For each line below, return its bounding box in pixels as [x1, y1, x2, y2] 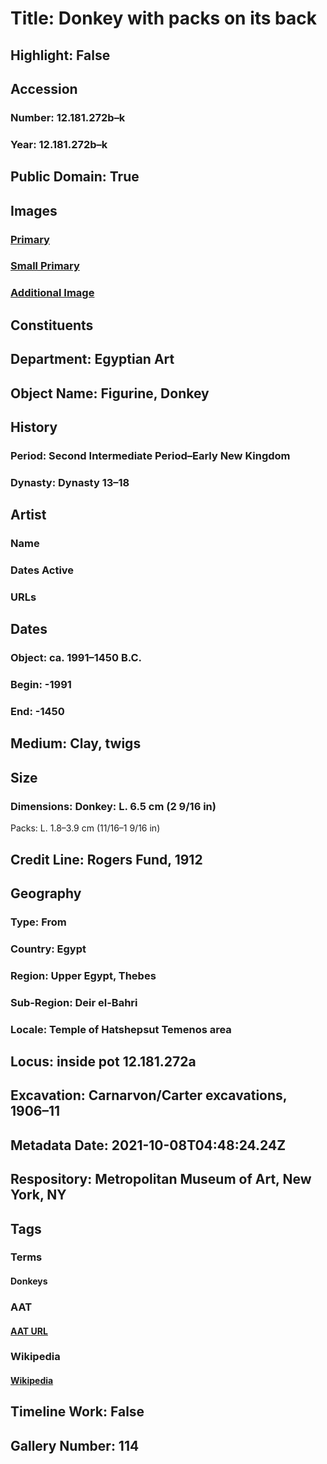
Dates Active [10, 563, 75, 577]
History [10, 418, 58, 436]
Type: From [10, 915, 67, 929]
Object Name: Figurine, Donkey [10, 385, 210, 402]
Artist [10, 507, 47, 524]
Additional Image [10, 286, 95, 300]
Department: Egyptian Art [10, 351, 175, 368]
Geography [10, 885, 82, 902]
